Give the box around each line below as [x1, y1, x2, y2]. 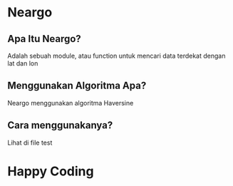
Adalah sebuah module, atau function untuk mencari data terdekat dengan [7, 51, 226, 60]
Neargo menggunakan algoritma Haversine [7, 98, 134, 107]
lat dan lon [7, 59, 38, 68]
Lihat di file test [7, 138, 53, 147]
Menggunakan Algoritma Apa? [7, 80, 147, 92]
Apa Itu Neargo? [7, 33, 82, 45]
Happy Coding [7, 163, 94, 179]
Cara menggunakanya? [7, 119, 113, 132]
